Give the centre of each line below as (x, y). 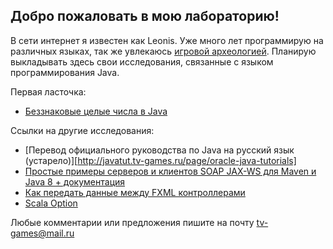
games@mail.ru (42, 233)
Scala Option (51, 203)
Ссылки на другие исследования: (82, 130)
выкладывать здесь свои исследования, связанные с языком (142, 61)
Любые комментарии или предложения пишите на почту (132, 222)
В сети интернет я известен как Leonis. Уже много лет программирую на (167, 40)
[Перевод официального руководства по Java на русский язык (159, 150)
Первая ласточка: (48, 91)
